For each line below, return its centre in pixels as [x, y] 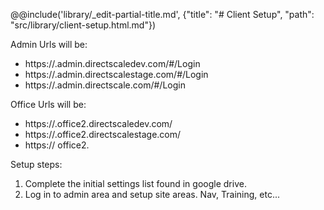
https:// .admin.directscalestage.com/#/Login [116, 74]
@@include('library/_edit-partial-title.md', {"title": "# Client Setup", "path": [162, 14]
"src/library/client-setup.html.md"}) [83, 25]
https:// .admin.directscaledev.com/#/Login [112, 63]
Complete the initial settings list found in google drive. [135, 183]
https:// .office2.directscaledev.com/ [98, 123]
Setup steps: [36, 164]
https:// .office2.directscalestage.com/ [103, 134]
